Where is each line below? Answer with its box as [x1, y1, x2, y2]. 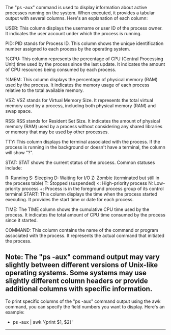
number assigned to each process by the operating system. [5, 46, 130, 52]
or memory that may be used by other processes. [5, 129, 109, 135]
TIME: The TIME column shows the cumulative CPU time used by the [5, 206, 150, 212]
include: [5, 165, 22, 171]
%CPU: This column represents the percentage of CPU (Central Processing [5, 56, 164, 62]
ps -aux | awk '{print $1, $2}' [12, 319, 73, 325]
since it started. [5, 217, 38, 223]
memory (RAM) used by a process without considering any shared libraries [5, 124, 163, 129]
